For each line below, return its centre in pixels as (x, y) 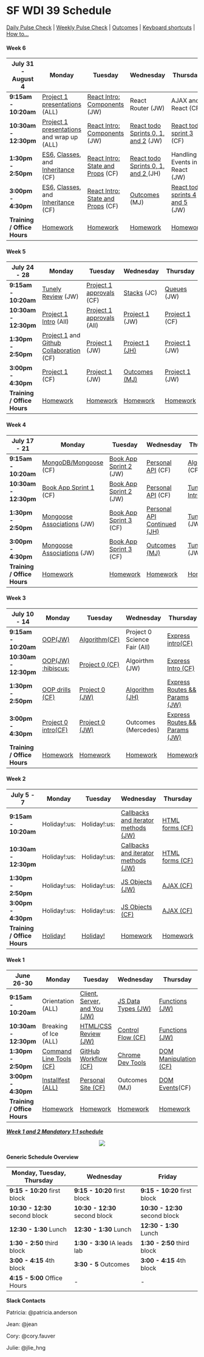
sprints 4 (184, 195)
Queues (176, 289)
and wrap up (60, 137)
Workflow (93, 1059)
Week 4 (16, 424)
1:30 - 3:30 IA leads (103, 1243)
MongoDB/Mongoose (73, 462)
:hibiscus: (56, 668)
